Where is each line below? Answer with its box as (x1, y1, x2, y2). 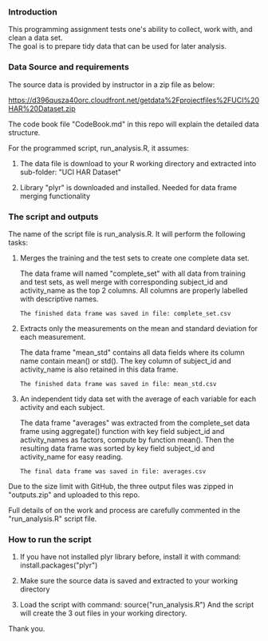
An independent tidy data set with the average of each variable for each (19, 394, 257, 404)
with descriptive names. (19, 294, 99, 304)
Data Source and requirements (8, 62, 129, 73)
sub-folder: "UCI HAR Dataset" (19, 167, 122, 177)
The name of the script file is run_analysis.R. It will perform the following (8, 229, 246, 238)
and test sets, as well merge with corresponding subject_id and (19, 277, 228, 286)
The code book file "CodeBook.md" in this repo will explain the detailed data (8, 119, 259, 129)
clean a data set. (8, 33, 63, 42)
